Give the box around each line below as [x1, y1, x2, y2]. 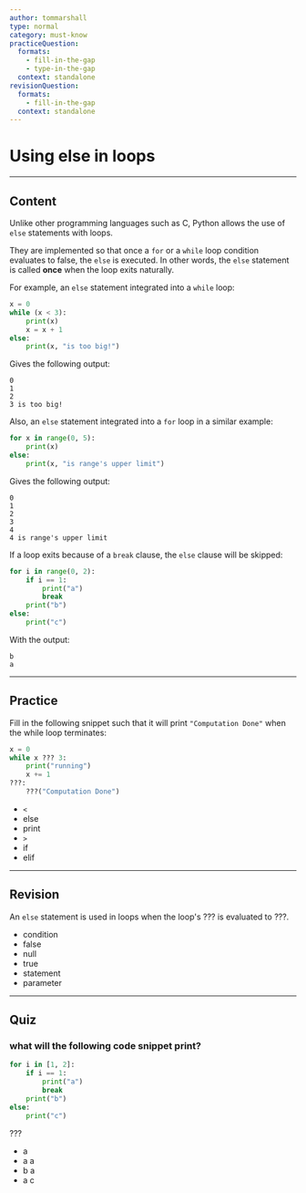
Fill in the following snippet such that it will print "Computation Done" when [9, 717, 287, 728]
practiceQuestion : [9, 38, 79, 48]
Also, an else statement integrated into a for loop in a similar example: [9, 416, 273, 427]
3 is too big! [9, 400, 64, 410]
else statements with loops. [9, 227, 114, 238]
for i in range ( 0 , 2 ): [9, 566, 96, 576]
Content [9, 193, 57, 209]
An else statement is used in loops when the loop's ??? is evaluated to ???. [9, 911, 290, 922]
